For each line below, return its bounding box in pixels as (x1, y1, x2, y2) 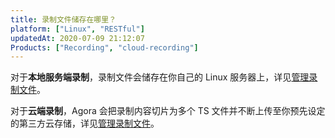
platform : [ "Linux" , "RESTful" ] (10, 24, 145, 34)
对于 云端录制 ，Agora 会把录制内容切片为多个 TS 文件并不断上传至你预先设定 (10, 105, 326, 117)
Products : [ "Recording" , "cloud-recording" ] (10, 42, 199, 53)
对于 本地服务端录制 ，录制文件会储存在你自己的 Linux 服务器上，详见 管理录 (10, 71, 318, 83)
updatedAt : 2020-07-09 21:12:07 (10, 33, 145, 43)
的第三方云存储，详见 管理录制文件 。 (10, 117, 160, 130)
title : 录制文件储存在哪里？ (10, 14, 117, 25)
